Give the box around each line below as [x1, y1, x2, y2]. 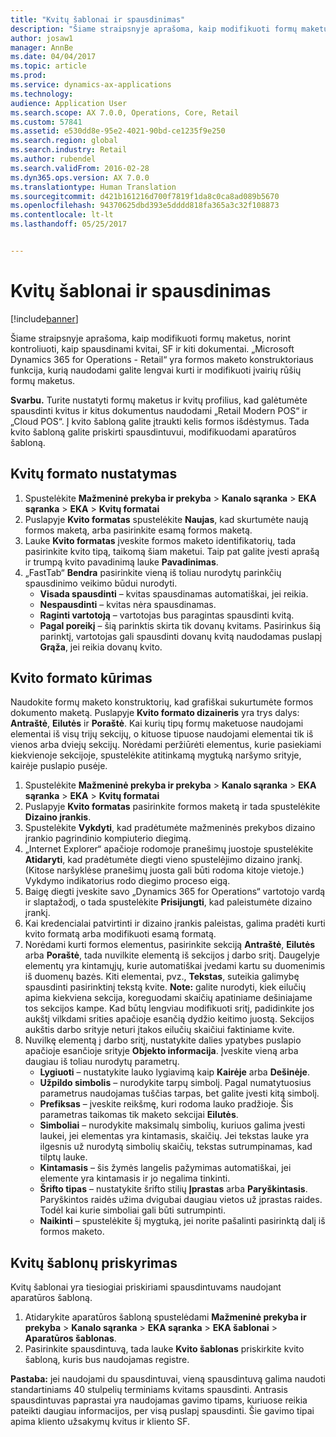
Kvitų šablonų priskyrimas [10, 1254, 178, 1271]
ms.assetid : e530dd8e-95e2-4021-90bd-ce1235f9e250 [10, 126, 226, 136]
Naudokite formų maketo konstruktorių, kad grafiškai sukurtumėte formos [10, 696, 314, 708]
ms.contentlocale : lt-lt [10, 210, 114, 220]
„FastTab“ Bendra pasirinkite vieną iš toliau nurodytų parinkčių [24, 566, 282, 578]
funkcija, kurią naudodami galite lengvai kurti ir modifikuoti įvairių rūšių [10, 364, 302, 376]
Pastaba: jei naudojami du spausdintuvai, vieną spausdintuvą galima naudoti [10, 1373, 326, 1385]
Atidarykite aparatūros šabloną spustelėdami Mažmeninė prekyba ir [24, 1311, 307, 1323]
